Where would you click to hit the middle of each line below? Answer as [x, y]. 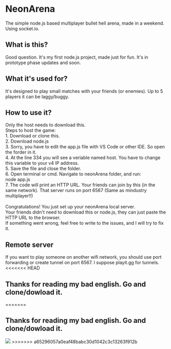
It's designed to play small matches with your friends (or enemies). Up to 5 [84, 91]
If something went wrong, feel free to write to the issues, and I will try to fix [84, 223]
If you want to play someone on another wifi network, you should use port [83, 257]
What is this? [27, 45]
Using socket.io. [22, 28]
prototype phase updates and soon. [43, 63]
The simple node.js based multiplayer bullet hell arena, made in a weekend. [85, 23]
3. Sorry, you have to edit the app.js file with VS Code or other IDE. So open [85, 147]
